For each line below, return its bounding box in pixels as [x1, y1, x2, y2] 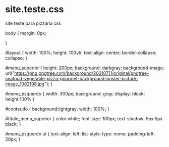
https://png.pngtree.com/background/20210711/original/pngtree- [14, 70, 149, 76]
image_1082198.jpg [5, 81, 45, 87]
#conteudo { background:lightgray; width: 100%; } [5, 106, 109, 112]
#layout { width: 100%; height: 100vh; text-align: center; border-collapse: [5, 50, 157, 56]
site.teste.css [5, 4, 64, 15]
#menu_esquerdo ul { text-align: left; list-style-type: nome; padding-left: [5, 130, 155, 137]
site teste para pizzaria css [5, 20, 62, 26]
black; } [5, 121, 21, 127]
